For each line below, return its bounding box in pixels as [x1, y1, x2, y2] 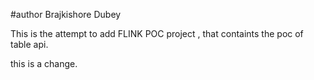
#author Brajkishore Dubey [10, 9, 122, 20]
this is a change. [10, 58, 78, 69]
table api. [10, 39, 49, 50]
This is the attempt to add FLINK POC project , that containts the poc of [10, 28, 304, 39]
